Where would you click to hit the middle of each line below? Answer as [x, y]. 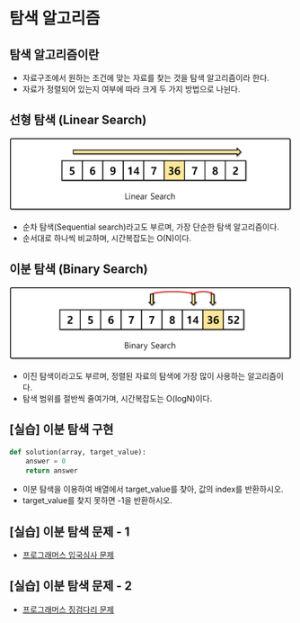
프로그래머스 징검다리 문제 [68, 609]
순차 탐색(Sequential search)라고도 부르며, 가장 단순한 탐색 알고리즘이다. [151, 227]
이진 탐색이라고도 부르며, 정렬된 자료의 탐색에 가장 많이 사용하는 [133, 375]
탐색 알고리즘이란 [54, 54]
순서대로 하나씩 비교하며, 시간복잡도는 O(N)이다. [106, 238]
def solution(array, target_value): [78, 452]
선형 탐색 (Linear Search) [78, 120]
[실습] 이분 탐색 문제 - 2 [71, 586]
